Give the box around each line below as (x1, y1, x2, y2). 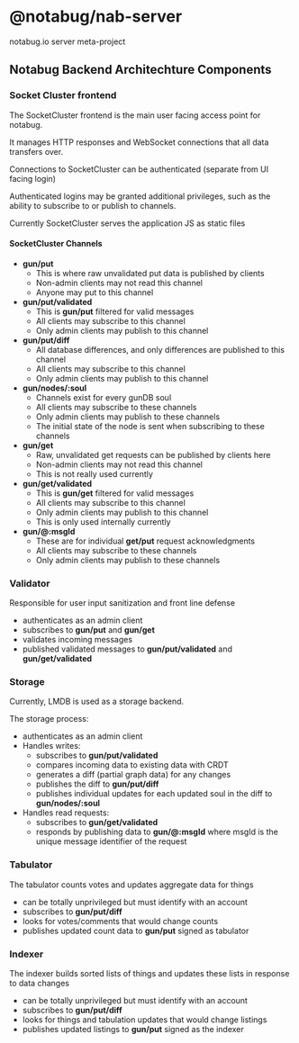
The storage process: (9, 714, 89, 724)
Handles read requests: (22, 807, 110, 818)
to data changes (9, 978, 70, 989)
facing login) (9, 173, 57, 184)
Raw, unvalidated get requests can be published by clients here (35, 449, 271, 460)
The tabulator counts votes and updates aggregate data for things (9, 879, 254, 890)
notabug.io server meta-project (9, 36, 126, 47)
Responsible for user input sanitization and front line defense (9, 598, 236, 608)
